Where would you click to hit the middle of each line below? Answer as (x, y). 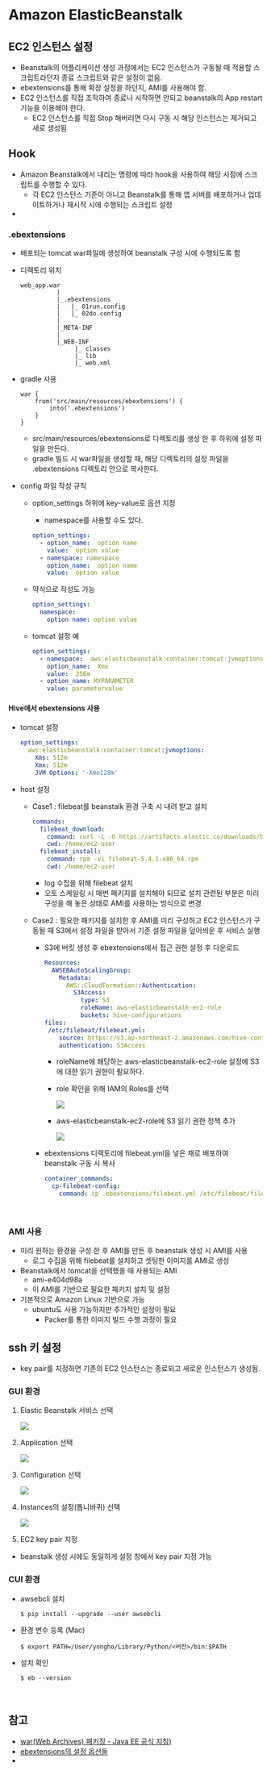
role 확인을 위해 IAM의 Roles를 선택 (113, 1089)
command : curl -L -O (81, 836)
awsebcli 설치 (42, 1598)
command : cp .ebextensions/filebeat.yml (128, 1194)
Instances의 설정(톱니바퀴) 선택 (70, 1507)
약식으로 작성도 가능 (63, 590)
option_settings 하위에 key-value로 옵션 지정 (104, 503)
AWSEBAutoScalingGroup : (91, 970)
